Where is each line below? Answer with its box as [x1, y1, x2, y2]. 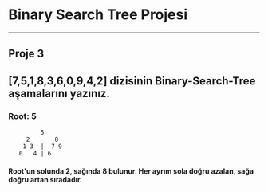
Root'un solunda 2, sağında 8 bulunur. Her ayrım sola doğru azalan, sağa [8, 166, 254, 176]
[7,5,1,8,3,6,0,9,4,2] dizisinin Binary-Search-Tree [8, 74, 256, 88]
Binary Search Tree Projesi [8, 6, 188, 24]
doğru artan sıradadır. [8, 174, 82, 184]
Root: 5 [8, 110, 37, 121]
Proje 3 [8, 47, 45, 61]
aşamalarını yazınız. [8, 86, 110, 100]
